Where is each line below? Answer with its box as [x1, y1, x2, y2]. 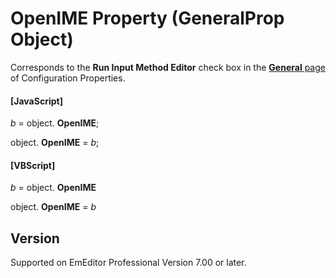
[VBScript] [10, 159, 56, 171]
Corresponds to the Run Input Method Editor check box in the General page [10, 61, 326, 73]
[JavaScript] [10, 95, 63, 107]
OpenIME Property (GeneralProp [10, 7, 285, 30]
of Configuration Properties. [10, 72, 126, 84]
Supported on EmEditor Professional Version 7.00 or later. [10, 257, 247, 269]
